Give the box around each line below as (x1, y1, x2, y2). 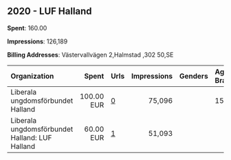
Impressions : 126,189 (7, 37, 68, 46)
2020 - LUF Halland (7, 6, 92, 17)
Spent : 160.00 (7, 23, 47, 32)
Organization (10, 71, 54, 81)
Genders (179, 71, 208, 81)
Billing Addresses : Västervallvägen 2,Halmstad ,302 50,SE (7, 50, 174, 59)
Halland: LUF (10, 132, 52, 142)
